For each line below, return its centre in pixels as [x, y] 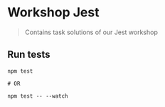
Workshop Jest [53, 12]
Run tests [29, 55]
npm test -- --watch [38, 96]
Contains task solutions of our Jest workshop [91, 32]
